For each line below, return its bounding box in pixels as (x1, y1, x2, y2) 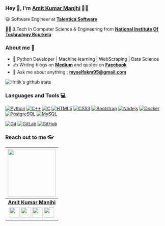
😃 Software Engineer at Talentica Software (5, 16, 98, 22)
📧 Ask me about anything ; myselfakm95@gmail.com (12, 69, 126, 75)
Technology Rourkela (5, 32, 52, 38)
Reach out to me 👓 (5, 134, 54, 141)
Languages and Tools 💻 (5, 92, 66, 99)
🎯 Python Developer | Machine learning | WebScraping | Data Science (12, 56, 159, 62)
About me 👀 (5, 44, 35, 52)
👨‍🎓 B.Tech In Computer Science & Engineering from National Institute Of (5, 26, 159, 32)
